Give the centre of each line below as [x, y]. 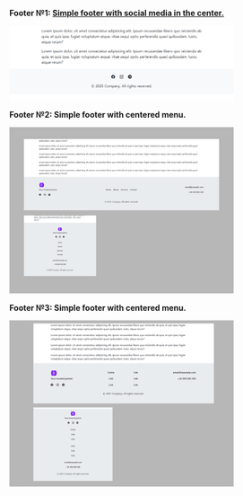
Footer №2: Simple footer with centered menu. [98, 115]
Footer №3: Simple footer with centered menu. [98, 307]
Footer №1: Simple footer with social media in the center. [117, 13]
